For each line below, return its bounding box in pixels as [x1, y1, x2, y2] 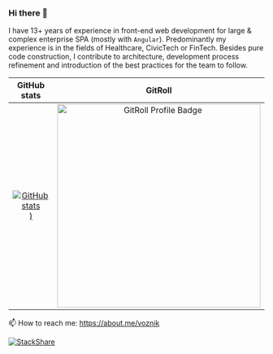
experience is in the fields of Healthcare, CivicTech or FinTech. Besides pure [8, 43, 264, 53]
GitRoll [145, 85, 172, 96]
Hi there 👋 [8, 7, 49, 19]
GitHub [16, 80, 45, 91]
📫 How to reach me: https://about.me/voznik [8, 318, 160, 328]
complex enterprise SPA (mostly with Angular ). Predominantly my [8, 34, 227, 44]
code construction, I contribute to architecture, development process [8, 52, 240, 62]
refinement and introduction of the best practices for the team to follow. [8, 60, 248, 70]
